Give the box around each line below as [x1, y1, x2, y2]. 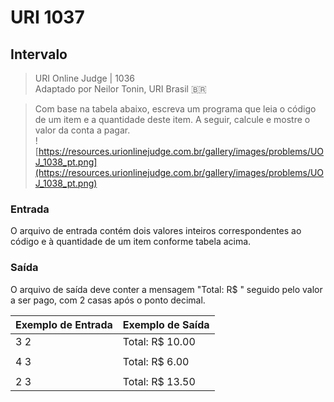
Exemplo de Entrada [15, 317, 113, 331]
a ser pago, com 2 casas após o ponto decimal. [10, 294, 206, 306]
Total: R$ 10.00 [122, 334, 196, 348]
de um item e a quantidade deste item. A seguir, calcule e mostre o [34, 114, 311, 125]
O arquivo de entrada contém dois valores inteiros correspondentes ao [10, 225, 302, 237]
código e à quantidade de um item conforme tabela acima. [10, 236, 252, 248]
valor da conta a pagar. [34, 124, 131, 136]
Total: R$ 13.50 [122, 374, 196, 388]
